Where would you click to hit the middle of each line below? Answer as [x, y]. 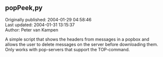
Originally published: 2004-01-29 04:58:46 [48, 19]
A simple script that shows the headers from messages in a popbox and [77, 39]
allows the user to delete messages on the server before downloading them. [82, 44]
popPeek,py [24, 8]
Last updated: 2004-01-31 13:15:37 [40, 25]
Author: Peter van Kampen [32, 30]
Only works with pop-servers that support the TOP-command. [68, 49]
